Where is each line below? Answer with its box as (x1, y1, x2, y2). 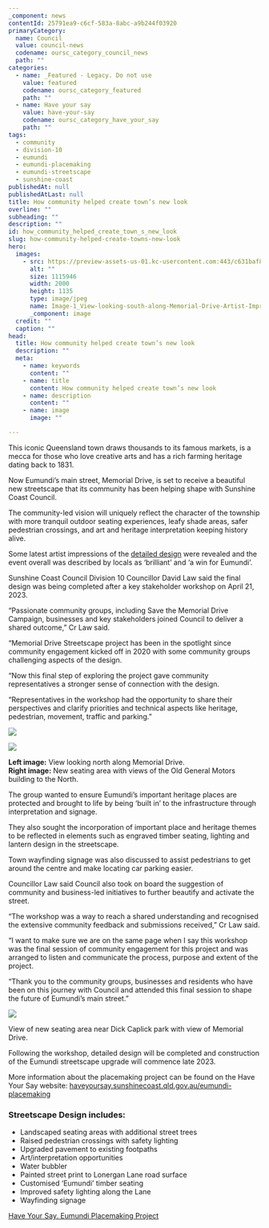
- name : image (22, 406, 70, 415)
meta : (15, 354, 34, 363)
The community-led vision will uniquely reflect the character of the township (8, 508, 260, 517)
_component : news (8, 11, 66, 20)
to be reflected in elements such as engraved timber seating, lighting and (8, 831, 250, 840)
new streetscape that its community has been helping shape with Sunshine (8, 484, 256, 493)
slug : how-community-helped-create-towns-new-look (8, 236, 181, 244)
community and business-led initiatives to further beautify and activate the (8, 887, 255, 897)
